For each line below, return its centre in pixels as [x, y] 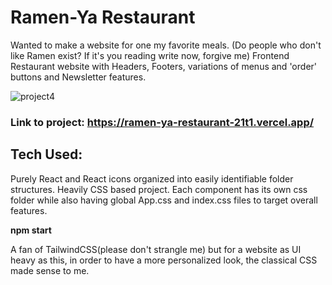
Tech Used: [46, 154]
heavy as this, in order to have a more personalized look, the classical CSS [164, 260]
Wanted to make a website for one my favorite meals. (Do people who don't [166, 45]
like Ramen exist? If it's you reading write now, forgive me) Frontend [150, 55]
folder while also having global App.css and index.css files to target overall [164, 200]
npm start [31, 230]
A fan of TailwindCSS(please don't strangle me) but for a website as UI [156, 249]
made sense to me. [50, 270]
